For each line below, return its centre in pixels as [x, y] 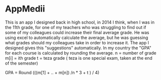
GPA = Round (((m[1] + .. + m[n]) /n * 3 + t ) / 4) [52, 72]
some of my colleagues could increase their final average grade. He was [77, 32]
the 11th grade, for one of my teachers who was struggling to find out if [76, 27]
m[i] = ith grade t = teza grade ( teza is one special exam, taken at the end [79, 58]
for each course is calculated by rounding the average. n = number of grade [81, 53]
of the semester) [22, 63]
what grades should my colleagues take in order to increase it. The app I [77, 42]
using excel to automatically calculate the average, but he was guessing [77, 38]
